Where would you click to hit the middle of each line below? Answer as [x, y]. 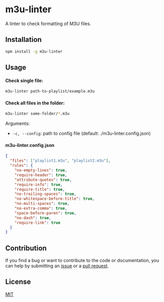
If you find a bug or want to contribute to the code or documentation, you [82, 261]
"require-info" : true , [39, 185]
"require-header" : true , [41, 175]
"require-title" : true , [40, 189]
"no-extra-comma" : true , [41, 208]
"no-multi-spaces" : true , [42, 204]
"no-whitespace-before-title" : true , [55, 199]
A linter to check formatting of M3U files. [48, 24]
